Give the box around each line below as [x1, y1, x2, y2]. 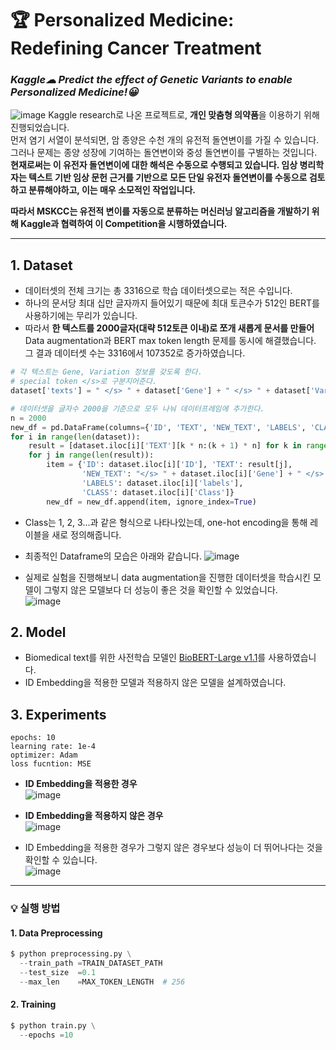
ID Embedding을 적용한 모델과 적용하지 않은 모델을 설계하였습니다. [24, 677, 287, 689]
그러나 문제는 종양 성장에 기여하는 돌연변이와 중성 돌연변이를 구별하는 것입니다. [10, 147, 318, 159]
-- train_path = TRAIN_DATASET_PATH [19, 958, 163, 969]
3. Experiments [10, 706, 107, 723]
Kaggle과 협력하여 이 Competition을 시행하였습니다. [20, 218, 228, 230]
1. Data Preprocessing [10, 927, 103, 939]
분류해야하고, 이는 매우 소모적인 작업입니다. [28, 184, 196, 196]
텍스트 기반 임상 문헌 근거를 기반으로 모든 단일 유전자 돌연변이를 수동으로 [28, 172, 308, 184]
